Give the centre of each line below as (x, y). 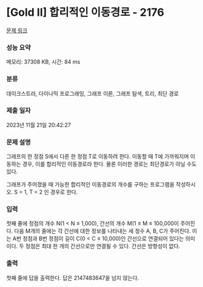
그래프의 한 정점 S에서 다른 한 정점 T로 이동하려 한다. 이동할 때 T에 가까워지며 (98, 157)
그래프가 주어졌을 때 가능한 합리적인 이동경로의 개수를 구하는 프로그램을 (90, 185)
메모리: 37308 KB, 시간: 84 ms (43, 62)
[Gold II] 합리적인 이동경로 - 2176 (85, 12)
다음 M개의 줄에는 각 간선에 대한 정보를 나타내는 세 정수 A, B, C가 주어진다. (102, 231)
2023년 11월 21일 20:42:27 (39, 125)
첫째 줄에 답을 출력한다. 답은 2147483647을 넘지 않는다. (73, 278)
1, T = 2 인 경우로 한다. (51, 192)
